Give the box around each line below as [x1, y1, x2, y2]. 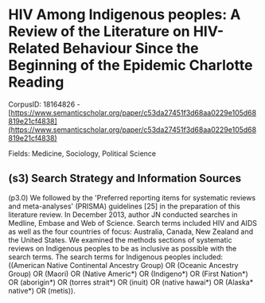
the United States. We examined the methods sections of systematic [8, 235, 232, 244]
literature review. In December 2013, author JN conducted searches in [8, 209, 238, 219]
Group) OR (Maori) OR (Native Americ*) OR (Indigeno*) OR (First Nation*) [8, 269, 248, 278]
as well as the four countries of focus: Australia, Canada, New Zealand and [8, 227, 254, 236]
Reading [8, 73, 64, 91]
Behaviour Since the [62, 40, 199, 57]
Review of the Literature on [8, 22, 191, 41]
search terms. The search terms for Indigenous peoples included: [8, 252, 224, 262]
